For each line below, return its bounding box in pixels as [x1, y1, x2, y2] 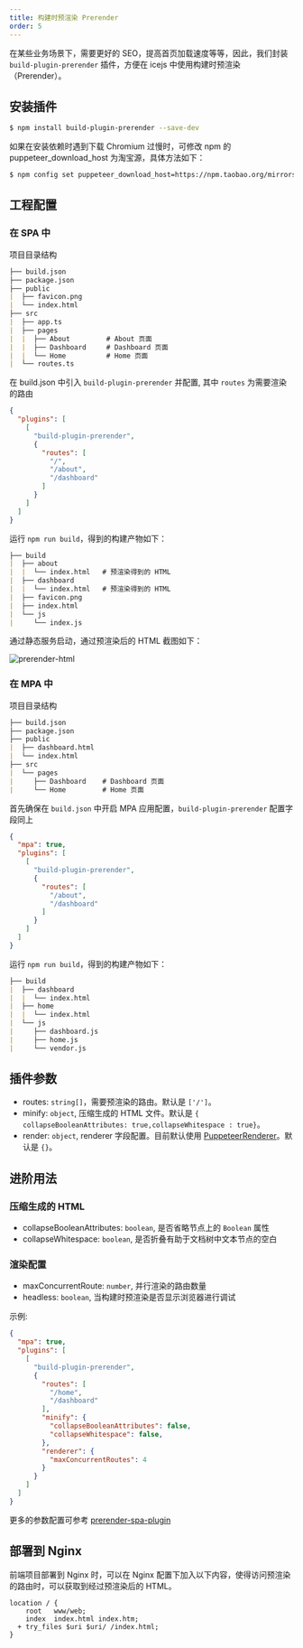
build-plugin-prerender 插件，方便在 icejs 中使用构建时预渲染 [9, 59, 241, 70]
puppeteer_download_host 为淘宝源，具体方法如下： [9, 153, 206, 163]
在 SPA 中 [9, 227, 51, 239]
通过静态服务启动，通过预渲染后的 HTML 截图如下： [9, 636, 203, 647]
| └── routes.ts [9, 359, 75, 368]
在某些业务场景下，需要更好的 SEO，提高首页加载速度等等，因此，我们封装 [9, 47, 289, 59]
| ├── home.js [9, 1035, 78, 1044]
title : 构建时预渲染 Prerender [9, 13, 119, 23]
